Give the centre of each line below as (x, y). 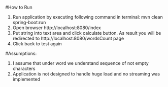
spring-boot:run (29, 22)
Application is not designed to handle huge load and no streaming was (86, 74)
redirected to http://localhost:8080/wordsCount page (68, 38)
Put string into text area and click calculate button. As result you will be (87, 33)
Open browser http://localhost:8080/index (57, 28)
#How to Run (19, 7)
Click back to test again (37, 44)
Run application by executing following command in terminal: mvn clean (88, 17)
